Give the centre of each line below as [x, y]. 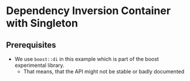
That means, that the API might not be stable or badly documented [104, 71]
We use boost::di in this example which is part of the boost [87, 59]
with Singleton [42, 23]
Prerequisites [31, 45]
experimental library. [39, 65]
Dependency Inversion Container [89, 11]
